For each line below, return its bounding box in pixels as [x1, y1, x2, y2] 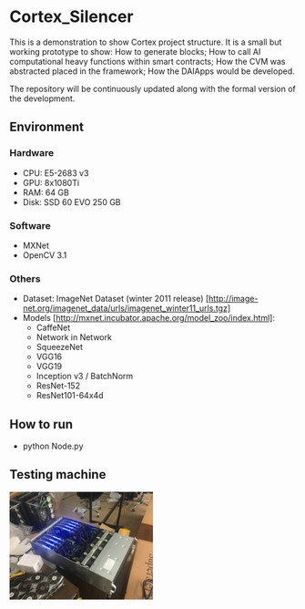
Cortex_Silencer [9, 6, 134, 27]
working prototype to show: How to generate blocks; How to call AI [9, 46, 261, 57]
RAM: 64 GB [22, 187, 70, 198]
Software [9, 219, 52, 232]
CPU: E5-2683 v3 [22, 167, 89, 179]
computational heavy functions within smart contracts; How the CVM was [9, 56, 286, 67]
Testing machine [9, 467, 107, 482]
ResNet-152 [36, 380, 80, 391]
